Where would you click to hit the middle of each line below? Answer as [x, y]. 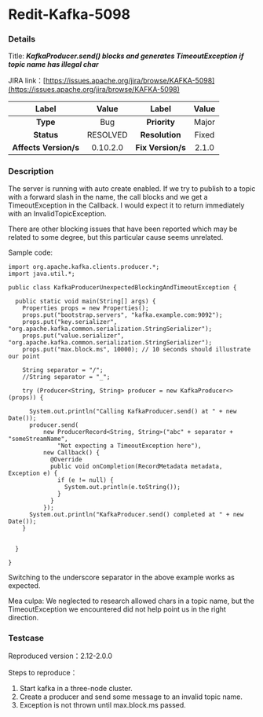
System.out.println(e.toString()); [122, 487]
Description [31, 171]
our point [24, 356]
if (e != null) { [86, 480]
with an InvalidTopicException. [57, 213]
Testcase [26, 638]
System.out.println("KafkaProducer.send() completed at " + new [136, 514]
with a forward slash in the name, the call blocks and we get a [108, 197]
